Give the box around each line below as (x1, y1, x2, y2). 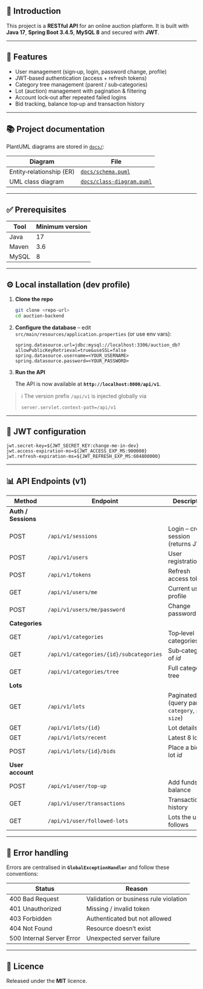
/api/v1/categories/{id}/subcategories (47, 651, 163, 658)
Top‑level (168, 629, 195, 638)
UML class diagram (9, 177, 65, 186)
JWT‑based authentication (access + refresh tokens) (14, 74, 147, 82)
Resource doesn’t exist (86, 924, 151, 933)
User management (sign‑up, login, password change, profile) (14, 68, 167, 75)
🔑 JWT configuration (6, 426, 86, 437)
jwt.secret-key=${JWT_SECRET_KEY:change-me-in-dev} (6, 443, 139, 449)
